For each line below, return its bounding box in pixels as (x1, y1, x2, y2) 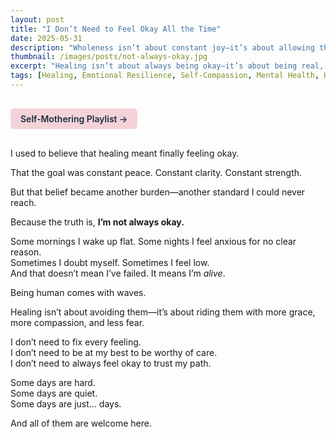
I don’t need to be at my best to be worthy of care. (10, 346, 218, 358)
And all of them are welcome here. (10, 417, 152, 429)
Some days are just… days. (10, 397, 122, 410)
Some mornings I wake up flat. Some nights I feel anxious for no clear (10, 235, 297, 247)
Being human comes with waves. (10, 286, 147, 298)
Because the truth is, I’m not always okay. (10, 216, 185, 228)
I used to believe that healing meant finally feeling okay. (10, 147, 240, 159)
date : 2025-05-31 (10, 33, 83, 43)
